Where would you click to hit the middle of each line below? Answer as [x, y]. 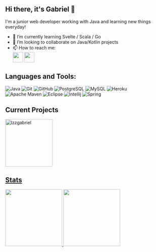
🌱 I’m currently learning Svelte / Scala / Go [57, 36]
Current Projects [32, 110]
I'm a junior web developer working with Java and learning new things [78, 21]
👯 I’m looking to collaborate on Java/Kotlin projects [65, 42]
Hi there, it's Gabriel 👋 [40, 9]
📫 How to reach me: [34, 47]
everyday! [16, 27]
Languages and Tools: [41, 77]
